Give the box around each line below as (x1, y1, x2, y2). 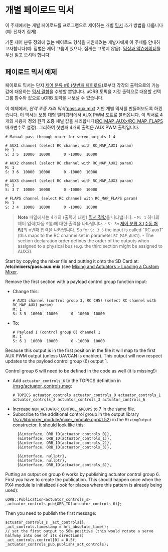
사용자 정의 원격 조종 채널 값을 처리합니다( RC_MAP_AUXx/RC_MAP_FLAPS (14, 118, 163, 124)
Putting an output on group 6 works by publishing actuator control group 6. (5, 471, 160, 477)
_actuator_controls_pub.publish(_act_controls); (5, 541, 109, 547)
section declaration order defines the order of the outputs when (17, 237, 149, 244)
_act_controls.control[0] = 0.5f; (5, 537, 78, 542)
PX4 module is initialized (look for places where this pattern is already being (5, 482, 162, 488)
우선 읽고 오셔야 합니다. (5, 51, 51, 58)
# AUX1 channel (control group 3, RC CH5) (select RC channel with (12, 298, 156, 303)
